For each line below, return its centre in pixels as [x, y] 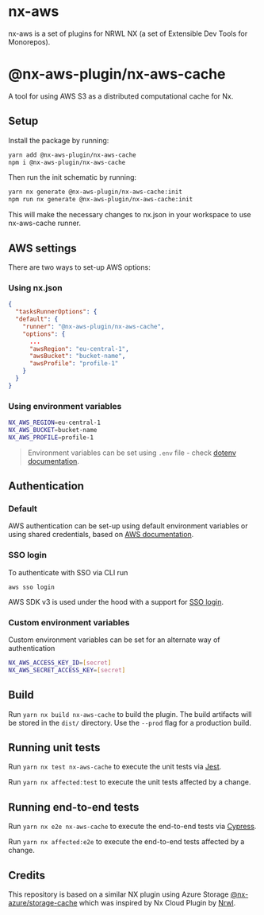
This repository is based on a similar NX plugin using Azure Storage [119, 894]
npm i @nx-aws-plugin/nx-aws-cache [67, 162]
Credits [27, 875]
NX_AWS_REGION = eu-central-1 [55, 423]
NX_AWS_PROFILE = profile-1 [51, 437]
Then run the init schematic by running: [73, 177]
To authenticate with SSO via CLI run [68, 572]
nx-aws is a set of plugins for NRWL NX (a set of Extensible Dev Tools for [128, 33]
